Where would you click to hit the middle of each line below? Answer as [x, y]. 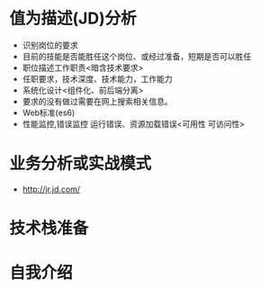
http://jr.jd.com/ [51, 189]
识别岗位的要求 [50, 45]
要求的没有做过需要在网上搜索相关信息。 [97, 101]
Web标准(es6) [49, 113]
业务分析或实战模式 [81, 164]
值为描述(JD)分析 [73, 18]
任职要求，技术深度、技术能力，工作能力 [97, 78]
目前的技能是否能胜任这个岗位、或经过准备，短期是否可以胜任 [137, 56]
